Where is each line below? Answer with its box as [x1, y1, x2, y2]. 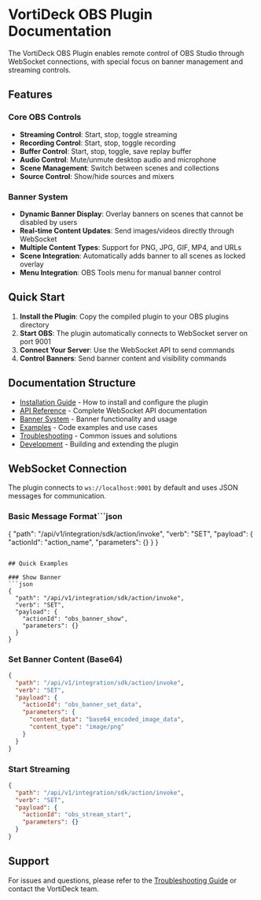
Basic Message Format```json [8, 511, 123, 522]
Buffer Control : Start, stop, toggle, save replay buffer [19, 146, 192, 155]
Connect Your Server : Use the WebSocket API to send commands [19, 345, 235, 354]
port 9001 [19, 337, 51, 346]
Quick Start [8, 290, 65, 304]
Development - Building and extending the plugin [19, 439, 178, 449]
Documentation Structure [8, 376, 136, 390]
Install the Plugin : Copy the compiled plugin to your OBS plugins [19, 312, 230, 321]
